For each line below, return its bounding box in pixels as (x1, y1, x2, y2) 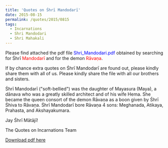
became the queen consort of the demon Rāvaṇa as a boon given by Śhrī (5, 96, 159, 102)
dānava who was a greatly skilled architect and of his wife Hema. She (5, 91, 151, 97)
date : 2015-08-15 (5, 12, 42, 17)
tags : (5, 21, 17, 27)
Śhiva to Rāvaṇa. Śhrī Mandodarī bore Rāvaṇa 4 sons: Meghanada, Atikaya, (5, 102, 164, 108)
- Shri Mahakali (10, 36, 44, 41)
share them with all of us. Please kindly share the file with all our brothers (5, 70, 159, 76)
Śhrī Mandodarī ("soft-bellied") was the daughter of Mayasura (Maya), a (5, 85, 157, 92)
